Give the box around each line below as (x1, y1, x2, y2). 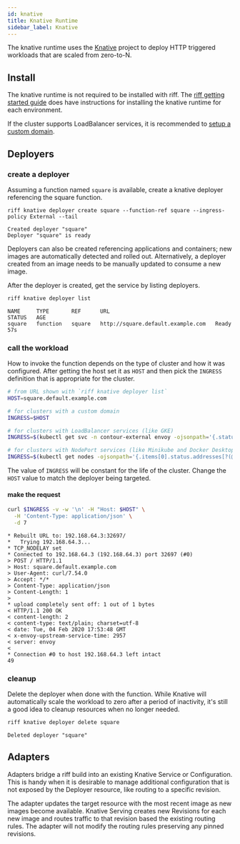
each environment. (7, 106, 63, 114)
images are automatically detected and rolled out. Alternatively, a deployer (7, 251, 226, 261)
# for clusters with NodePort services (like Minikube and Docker (7, 447, 209, 454)
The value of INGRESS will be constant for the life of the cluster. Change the (7, 466, 226, 475)
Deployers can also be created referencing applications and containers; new (7, 244, 232, 253)
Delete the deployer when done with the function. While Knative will (7, 690, 207, 698)
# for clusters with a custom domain (7, 408, 120, 415)
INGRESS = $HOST (7, 414, 50, 421)
